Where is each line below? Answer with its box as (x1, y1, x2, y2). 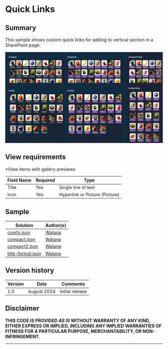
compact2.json (7, 243, 38, 249)
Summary (5, 24, 36, 32)
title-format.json (7, 250, 41, 256)
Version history (5, 266, 54, 275)
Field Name (7, 177, 31, 184)
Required (35, 177, 55, 184)
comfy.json (7, 229, 30, 235)
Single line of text (59, 185, 95, 191)
